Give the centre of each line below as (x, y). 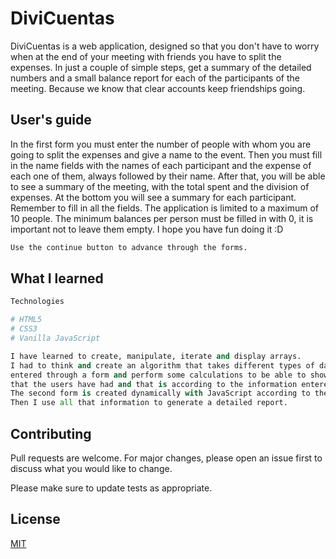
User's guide (51, 120)
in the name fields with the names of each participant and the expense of (161, 165)
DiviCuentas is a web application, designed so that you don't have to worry (165, 46)
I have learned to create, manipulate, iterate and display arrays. (156, 356)
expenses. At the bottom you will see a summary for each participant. (153, 197)
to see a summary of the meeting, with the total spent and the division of (160, 186)
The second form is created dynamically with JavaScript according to (160, 393)
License (35, 519)
